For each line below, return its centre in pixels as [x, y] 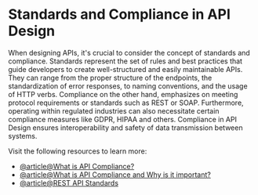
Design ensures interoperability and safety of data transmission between [125, 128]
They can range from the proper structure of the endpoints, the [110, 78]
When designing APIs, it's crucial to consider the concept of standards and [129, 52]
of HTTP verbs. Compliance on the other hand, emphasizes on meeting [123, 94]
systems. [23, 135]
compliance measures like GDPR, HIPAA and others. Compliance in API [123, 119]
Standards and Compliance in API [120, 14]
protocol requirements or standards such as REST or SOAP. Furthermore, [126, 103]
